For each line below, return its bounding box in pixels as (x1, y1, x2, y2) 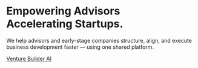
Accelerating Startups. (6, 17, 124, 31)
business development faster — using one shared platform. (6, 43, 154, 51)
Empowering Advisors (6, 4, 120, 18)
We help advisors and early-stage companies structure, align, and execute (6, 37, 193, 44)
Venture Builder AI (6, 55, 51, 62)
